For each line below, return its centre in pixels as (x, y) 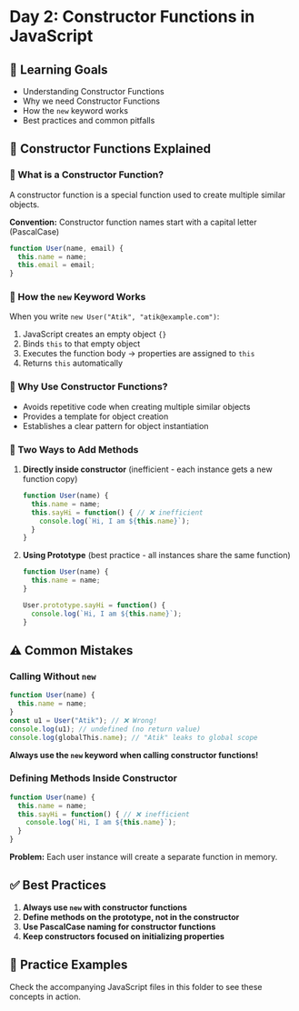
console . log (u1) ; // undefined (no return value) (105, 729)
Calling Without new (53, 676)
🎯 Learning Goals (59, 70)
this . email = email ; (56, 265)
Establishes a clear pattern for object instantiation (115, 425)
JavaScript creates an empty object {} (95, 335)
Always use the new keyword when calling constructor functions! (134, 755)
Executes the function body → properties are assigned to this (139, 354)
